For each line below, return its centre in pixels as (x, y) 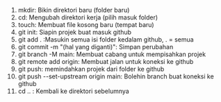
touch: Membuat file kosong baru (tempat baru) (86, 25)
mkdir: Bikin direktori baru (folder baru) (74, 10)
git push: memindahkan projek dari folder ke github (91, 69)
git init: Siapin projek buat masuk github (74, 32)
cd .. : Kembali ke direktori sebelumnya (73, 91)
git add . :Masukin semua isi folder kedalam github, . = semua (106, 40)
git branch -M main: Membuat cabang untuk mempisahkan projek (112, 54)
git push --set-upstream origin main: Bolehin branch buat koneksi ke (116, 76)
